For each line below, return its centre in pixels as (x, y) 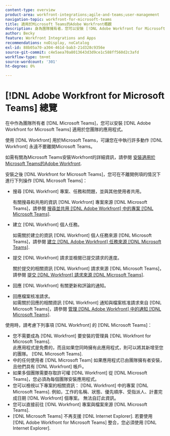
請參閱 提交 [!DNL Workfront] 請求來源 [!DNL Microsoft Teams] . (78, 275)
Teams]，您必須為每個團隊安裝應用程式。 (56, 379)
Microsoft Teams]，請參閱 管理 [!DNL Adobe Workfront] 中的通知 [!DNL (87, 309)
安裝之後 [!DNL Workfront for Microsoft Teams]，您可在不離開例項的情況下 (83, 175)
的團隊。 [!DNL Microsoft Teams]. (48, 354)
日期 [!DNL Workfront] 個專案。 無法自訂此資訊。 (68, 398)
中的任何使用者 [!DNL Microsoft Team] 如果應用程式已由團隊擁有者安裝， (89, 360)
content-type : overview (30, 10)
